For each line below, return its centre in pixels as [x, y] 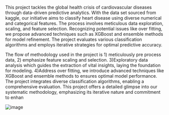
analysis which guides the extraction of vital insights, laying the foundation [83, 65]
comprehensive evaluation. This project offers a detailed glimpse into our [81, 87]
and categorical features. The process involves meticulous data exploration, [84, 23]
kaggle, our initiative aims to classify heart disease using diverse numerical [83, 18]
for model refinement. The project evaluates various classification [74, 39]
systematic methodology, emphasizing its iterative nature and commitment [83, 92]
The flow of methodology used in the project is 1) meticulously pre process [83, 54]
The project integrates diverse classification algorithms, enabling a [75, 81]
